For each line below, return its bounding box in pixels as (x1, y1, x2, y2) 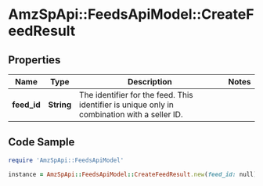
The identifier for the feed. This (79, 90, 193, 100)
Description (128, 77, 172, 87)
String (48, 99, 72, 110)
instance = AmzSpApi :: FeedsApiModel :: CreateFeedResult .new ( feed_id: (8, 170, 236, 178)
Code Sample (8, 135, 75, 149)
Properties (8, 53, 61, 66)
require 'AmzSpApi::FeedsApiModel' (8, 156, 124, 164)
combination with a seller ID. (79, 109, 183, 120)
